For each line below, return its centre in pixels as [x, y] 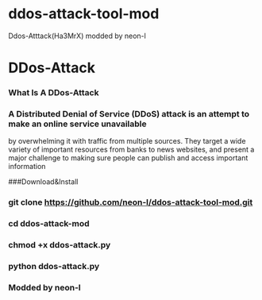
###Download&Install [43, 182]
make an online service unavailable [77, 124]
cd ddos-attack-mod [49, 224]
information [27, 167]
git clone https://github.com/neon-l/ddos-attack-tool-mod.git [131, 202]
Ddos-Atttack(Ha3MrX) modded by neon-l [77, 36]
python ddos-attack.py [54, 267]
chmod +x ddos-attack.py [60, 245]
